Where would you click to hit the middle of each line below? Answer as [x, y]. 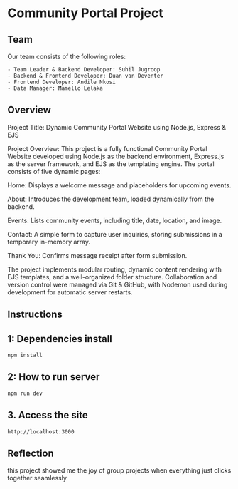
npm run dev [25, 393]
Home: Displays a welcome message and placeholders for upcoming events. [119, 185]
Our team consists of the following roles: [67, 56]
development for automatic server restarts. [70, 292]
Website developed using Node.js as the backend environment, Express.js [116, 156]
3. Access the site [48, 415]
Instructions [35, 315]
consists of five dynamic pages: [54, 171]
